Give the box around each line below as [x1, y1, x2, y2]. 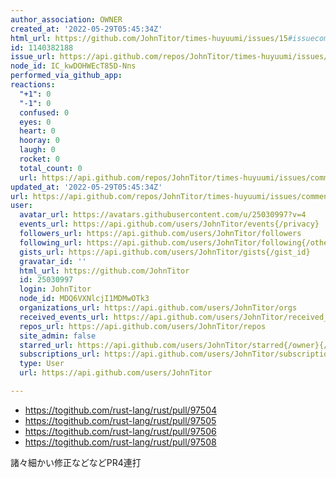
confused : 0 [19, 107, 70, 118]
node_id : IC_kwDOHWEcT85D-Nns [10, 61, 137, 71]
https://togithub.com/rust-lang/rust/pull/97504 [24, 404, 218, 416]
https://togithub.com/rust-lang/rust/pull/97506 [24, 425, 217, 437]
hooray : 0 [19, 136, 60, 146]
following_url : [19, 237, 83, 248]
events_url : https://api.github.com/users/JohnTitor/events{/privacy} [19, 219, 320, 230]
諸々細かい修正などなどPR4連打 [10, 456, 142, 468]
